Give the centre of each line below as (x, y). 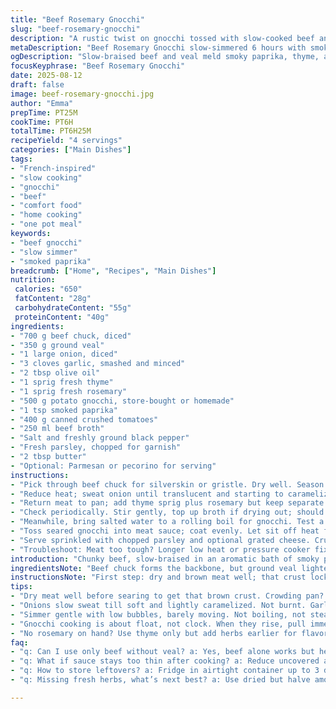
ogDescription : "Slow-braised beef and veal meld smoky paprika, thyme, (165, 57)
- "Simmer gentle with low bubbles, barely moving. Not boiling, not (158, 614)
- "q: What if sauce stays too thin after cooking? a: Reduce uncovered (165, 661)
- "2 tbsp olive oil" (55, 373)
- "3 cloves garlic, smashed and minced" (98, 364)
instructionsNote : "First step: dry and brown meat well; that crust (158, 577)
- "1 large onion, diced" (64, 354)
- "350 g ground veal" (57, 345)
